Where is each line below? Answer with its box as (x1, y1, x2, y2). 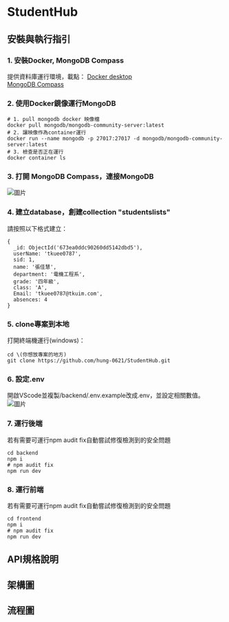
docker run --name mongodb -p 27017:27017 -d (7, 135, 140, 142)
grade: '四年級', (13, 278, 60, 285)
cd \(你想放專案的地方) (7, 351, 67, 358)
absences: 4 (13, 296, 48, 303)
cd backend (7, 449, 39, 456)
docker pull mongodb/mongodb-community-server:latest (7, 122, 165, 129)
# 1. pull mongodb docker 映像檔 (7, 116, 100, 123)
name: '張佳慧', (13, 263, 57, 270)
